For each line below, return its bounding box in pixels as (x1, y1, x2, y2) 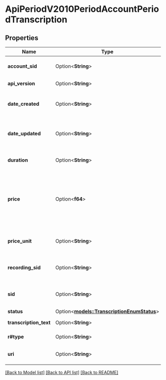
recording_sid (7, 264, 41, 271)
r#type (7, 334, 24, 340)
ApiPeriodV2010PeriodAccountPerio (5, 3, 160, 15)
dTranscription (5, 14, 68, 25)
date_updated (7, 130, 41, 137)
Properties (5, 34, 39, 42)
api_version (7, 80, 36, 87)
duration (7, 157, 28, 164)
